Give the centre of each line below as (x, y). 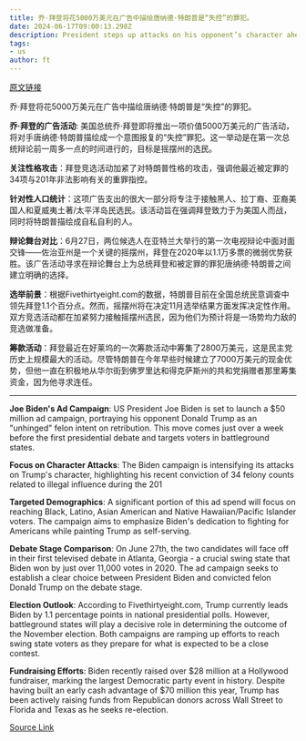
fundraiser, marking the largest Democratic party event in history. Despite (147, 680)
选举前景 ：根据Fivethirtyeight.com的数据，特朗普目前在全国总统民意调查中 (149, 294)
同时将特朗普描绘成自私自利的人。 (73, 221)
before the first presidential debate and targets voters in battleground (140, 437)
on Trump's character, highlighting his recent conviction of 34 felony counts (152, 475)
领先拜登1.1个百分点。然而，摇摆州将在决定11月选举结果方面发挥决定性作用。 (153, 305)
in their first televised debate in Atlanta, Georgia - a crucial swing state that (150, 558)
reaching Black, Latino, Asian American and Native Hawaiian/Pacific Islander (153, 512)
